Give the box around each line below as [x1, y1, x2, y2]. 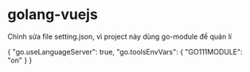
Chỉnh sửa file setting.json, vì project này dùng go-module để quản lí [7, 32, 232, 41]
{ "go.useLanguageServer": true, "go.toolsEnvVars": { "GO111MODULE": [7, 47, 244, 56]
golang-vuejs [7, 6, 99, 24]
